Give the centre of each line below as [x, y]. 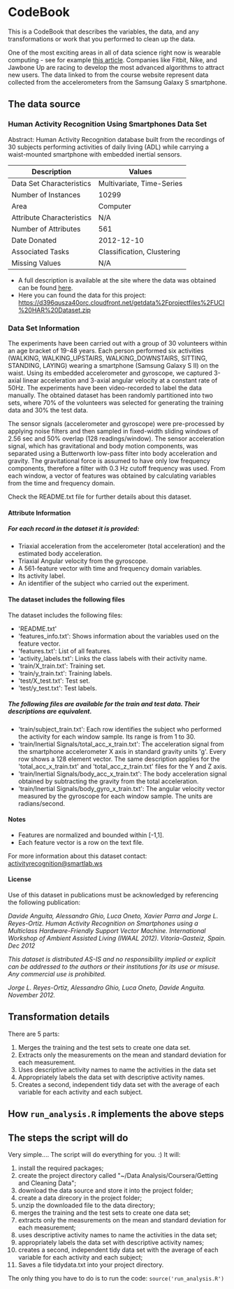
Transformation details [59, 1017]
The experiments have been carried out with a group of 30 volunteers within [118, 343]
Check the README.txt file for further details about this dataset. [100, 497]
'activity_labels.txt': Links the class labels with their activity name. [112, 658]
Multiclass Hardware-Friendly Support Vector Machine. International [107, 931]
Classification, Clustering [139, 251]
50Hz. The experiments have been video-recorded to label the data [105, 387]
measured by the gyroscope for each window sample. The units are [115, 796]
